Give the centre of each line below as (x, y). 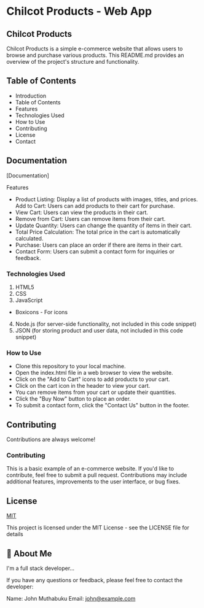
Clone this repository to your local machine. (70, 366)
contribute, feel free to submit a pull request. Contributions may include (97, 475)
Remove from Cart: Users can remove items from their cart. (90, 218)
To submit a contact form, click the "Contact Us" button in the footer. (102, 406)
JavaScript (29, 300)
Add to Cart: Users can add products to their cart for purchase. (95, 206)
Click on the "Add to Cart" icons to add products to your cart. (92, 379)
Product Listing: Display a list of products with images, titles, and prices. (107, 199)
